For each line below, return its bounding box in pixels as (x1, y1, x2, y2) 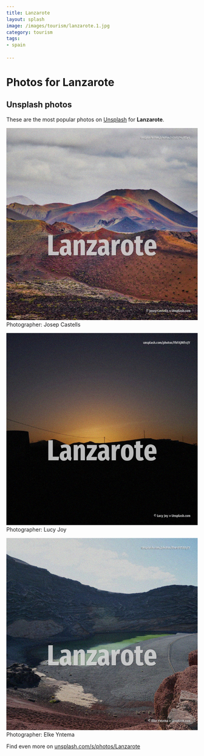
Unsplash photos (6, 99, 72, 110)
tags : (6, 35, 20, 42)
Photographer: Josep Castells (6, 321, 81, 328)
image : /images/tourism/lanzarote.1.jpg (6, 23, 110, 29)
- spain (6, 42, 26, 48)
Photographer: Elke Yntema (6, 730, 75, 738)
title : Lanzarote (6, 10, 50, 16)
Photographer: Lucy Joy (6, 526, 67, 533)
